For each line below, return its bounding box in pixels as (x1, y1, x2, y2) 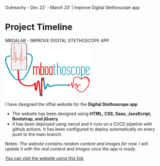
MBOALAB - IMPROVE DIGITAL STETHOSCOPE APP (5, 37, 109, 43)
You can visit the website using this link (5, 155, 84, 161)
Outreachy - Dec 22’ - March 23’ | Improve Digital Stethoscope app (5, 5, 140, 10)
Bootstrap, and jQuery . (12, 116, 59, 121)
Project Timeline (5, 22, 73, 33)
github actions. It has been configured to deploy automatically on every (12, 126, 155, 132)
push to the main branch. (12, 131, 62, 137)
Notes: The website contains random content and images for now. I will (5, 141, 148, 147)
